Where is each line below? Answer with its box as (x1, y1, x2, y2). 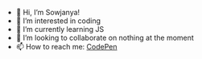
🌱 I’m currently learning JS (15, 25, 105, 33)
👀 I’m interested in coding (15, 16, 101, 26)
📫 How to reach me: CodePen (15, 42, 117, 51)
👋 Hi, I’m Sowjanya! (15, 8, 80, 17)
